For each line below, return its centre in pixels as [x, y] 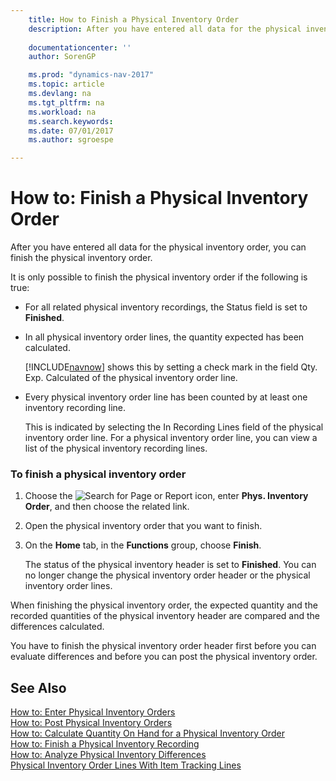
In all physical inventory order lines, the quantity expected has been [164, 337]
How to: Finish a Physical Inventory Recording [105, 744]
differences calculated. [57, 627]
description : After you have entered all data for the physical [165, 29]
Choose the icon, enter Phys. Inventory [166, 496]
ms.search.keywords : [71, 121]
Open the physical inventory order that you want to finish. [143, 526]
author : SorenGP [62, 57]
